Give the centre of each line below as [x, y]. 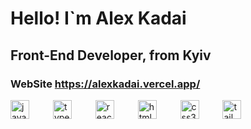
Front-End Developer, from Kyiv [111, 55]
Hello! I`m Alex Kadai [98, 18]
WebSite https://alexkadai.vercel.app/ [105, 84]
